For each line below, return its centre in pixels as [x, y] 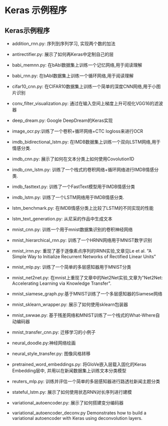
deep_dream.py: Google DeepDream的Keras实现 [62, 120]
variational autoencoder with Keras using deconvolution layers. [77, 418]
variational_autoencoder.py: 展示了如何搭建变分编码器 [68, 403]
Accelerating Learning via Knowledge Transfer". [62, 283]
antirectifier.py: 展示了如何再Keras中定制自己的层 [63, 54]
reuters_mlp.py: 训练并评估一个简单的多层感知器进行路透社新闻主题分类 [86, 381]
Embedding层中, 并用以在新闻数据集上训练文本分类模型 [69, 371]
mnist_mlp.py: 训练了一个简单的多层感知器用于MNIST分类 [71, 267]
